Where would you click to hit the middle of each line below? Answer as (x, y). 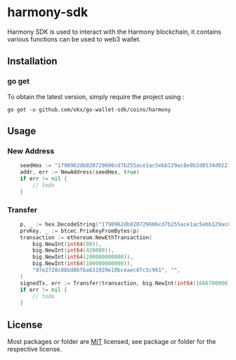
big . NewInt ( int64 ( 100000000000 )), (83, 264)
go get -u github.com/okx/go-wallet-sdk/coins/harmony (89, 110)
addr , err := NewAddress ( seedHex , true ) (80, 172)
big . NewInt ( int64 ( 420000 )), (73, 250)
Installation (32, 62)
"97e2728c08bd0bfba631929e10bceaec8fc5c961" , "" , (106, 270)
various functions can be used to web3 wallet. (74, 39)
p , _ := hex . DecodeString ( (59, 224)
